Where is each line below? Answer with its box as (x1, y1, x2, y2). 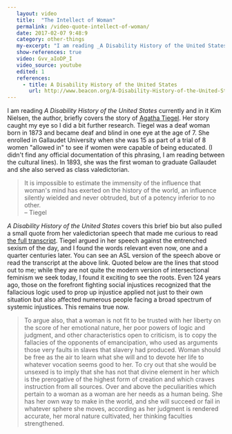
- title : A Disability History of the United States (22, 81, 177, 88)
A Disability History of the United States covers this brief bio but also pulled (7, 222, 222, 230)
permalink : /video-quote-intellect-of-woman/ (16, 23, 150, 30)
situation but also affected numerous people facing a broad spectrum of (7, 295, 212, 304)
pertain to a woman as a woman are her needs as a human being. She (23, 390, 223, 399)
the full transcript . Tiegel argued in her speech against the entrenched (7, 236, 207, 245)
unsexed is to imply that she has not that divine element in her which (23, 368, 220, 376)
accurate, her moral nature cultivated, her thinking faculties (23, 412, 193, 420)
